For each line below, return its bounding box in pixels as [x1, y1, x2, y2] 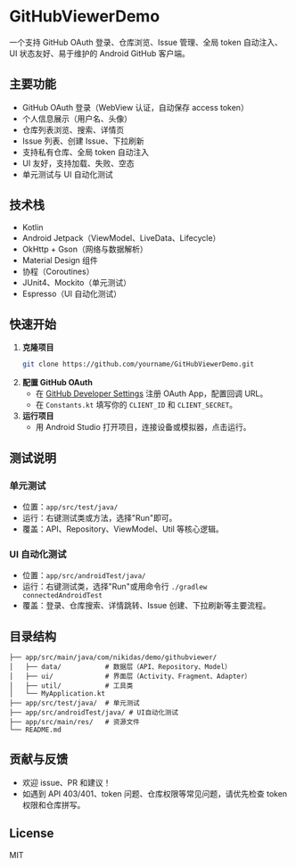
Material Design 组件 [21, 254, 98, 265]
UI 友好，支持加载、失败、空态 [21, 158, 135, 169]
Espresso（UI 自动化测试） [21, 288, 122, 299]
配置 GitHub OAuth [21, 377, 94, 388]
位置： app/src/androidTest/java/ [21, 570, 146, 581]
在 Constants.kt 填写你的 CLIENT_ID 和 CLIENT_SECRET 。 [35, 400, 238, 410]
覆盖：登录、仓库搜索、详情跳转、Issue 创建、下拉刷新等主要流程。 [21, 600, 271, 611]
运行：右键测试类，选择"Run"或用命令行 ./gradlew [21, 582, 208, 592]
